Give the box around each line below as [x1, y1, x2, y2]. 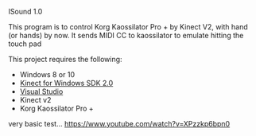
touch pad [8, 39, 42, 49]
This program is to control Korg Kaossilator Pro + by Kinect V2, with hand [8, 22, 248, 31]
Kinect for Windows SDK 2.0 [19, 79, 114, 87]
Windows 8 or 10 [19, 70, 76, 79]
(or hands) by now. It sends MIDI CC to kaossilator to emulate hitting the [8, 31, 244, 40]
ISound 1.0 [8, 7, 43, 16]
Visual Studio [19, 87, 64, 96]
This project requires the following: [8, 55, 122, 64]
